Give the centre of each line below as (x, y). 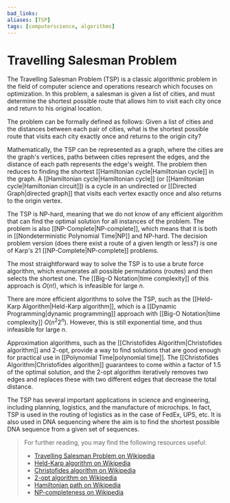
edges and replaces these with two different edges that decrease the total (112, 379)
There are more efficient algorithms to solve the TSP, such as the (99, 299)
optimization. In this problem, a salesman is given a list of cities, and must (111, 94)
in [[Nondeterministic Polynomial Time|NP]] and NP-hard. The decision (107, 236)
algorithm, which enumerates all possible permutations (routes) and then (110, 271)
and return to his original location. (55, 109)
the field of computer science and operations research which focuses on (110, 87)
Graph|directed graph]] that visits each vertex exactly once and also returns (114, 194)
